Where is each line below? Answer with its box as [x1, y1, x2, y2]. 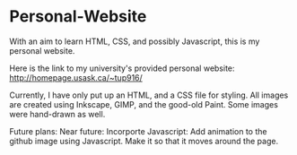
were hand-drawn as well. [9, 108, 106, 119]
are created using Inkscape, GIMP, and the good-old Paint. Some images [9, 99, 278, 109]
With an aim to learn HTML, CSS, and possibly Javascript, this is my [9, 36, 260, 47]
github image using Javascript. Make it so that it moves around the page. [9, 135, 279, 146]
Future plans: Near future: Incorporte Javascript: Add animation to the [9, 125, 267, 136]
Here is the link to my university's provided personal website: [9, 63, 235, 73]
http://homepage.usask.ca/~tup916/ [9, 72, 144, 82]
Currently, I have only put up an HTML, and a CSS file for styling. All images [9, 90, 289, 100]
